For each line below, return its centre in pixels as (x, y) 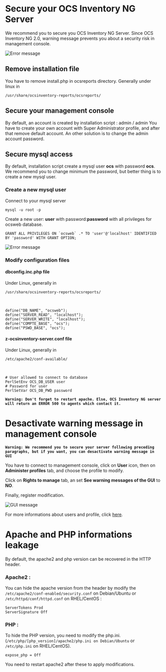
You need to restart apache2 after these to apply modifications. (70, 665)
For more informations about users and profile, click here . (64, 514)
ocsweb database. (24, 224)
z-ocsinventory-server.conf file (39, 339)
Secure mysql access (39, 154)
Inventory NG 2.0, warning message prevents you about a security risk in (80, 38)
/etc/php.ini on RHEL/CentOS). (38, 646)
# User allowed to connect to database (46, 377)
